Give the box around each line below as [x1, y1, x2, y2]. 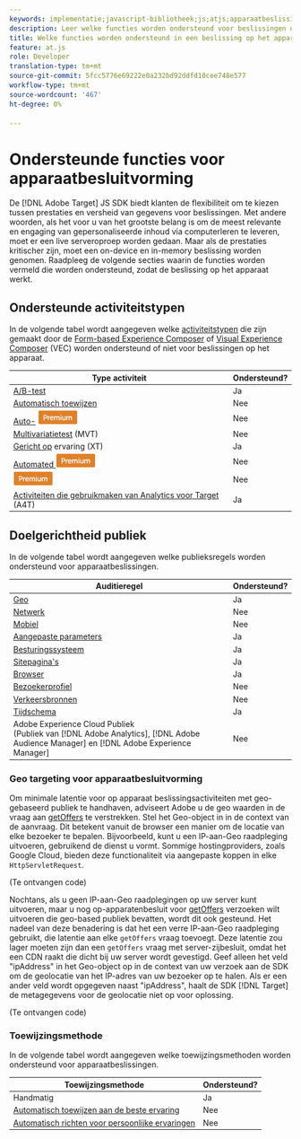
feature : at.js [9, 43, 66, 52]
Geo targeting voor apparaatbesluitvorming [9, 772, 203, 784]
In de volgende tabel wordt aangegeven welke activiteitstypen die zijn [9, 324, 267, 335]
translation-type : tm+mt [9, 62, 102, 71]
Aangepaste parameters [13, 631, 103, 642]
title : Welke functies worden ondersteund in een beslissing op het [9, 33, 271, 42]
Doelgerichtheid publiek [9, 528, 147, 543]
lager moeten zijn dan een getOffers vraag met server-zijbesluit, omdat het [9, 942, 287, 952]
